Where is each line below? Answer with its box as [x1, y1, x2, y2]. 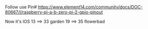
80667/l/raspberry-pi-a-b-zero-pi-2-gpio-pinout [5, 9, 103, 15]
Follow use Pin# [5, 4, 37, 10]
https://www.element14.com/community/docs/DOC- [38, 4, 143, 10]
